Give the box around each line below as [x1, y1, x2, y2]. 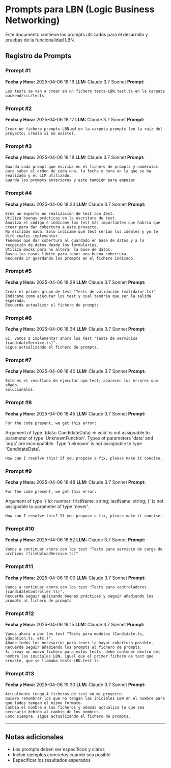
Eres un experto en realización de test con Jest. [5, 211, 115, 216]
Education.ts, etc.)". [5, 635, 53, 641]
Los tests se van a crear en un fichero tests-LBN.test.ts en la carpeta [5, 89, 165, 94]
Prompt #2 [5, 105, 32, 112]
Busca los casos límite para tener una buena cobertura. [5, 251, 129, 256]
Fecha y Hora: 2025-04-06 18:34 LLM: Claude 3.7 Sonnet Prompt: [5, 326, 146, 332]
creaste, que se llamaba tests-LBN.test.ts [5, 658, 99, 663]
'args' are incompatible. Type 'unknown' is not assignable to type [5, 440, 142, 446]
